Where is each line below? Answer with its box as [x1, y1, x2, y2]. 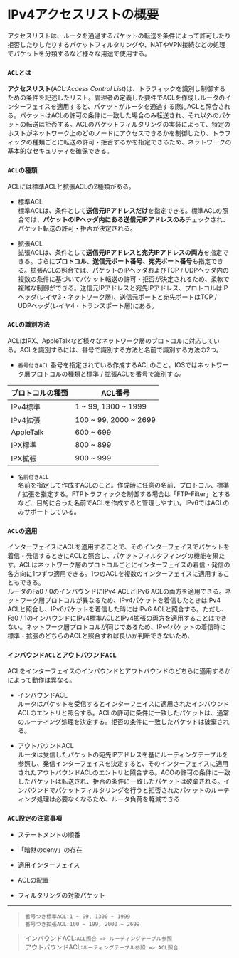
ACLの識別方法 [7, 321, 50, 329]
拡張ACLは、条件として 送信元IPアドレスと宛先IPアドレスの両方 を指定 [17, 248, 223, 256]
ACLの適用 [7, 527, 38, 535]
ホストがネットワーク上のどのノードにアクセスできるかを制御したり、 [7, 129, 213, 137]
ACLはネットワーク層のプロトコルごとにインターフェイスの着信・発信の [18, 560, 230, 569]
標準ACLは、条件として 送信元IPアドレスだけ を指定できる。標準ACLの [17, 206, 223, 214]
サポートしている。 [23, 507, 80, 516]
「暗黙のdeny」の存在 [17, 845, 83, 854]
